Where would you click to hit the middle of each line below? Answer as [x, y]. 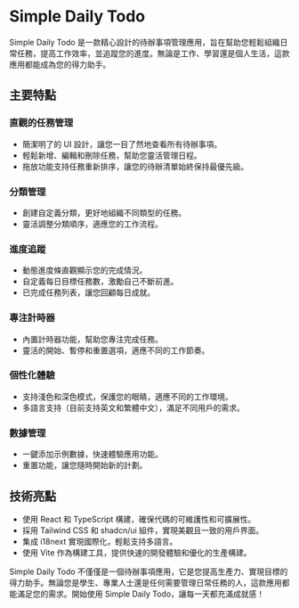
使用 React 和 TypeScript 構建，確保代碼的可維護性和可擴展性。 [139, 519]
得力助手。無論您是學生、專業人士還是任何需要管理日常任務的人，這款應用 [145, 582]
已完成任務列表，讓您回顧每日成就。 [89, 292]
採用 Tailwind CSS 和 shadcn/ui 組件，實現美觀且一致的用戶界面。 [143, 530]
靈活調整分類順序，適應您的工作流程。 [92, 224]
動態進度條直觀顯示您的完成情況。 [85, 270]
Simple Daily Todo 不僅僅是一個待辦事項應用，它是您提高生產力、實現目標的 [149, 571]
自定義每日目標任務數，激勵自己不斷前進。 [100, 282]
